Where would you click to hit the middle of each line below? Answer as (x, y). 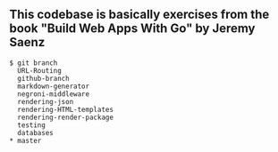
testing (32, 125)
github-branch (43, 78)
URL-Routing (40, 70)
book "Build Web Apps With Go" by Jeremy (132, 29)
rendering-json (46, 101)
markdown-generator (54, 86)
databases (35, 132)
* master (25, 140)
